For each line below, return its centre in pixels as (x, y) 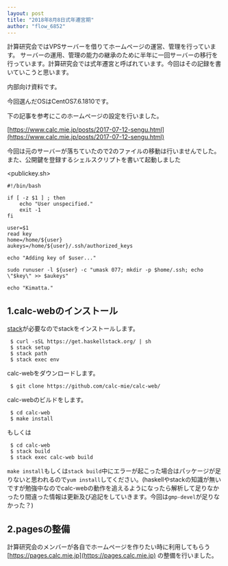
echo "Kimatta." (30, 288)
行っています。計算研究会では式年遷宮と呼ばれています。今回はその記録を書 (114, 64)
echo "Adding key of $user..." (52, 258)
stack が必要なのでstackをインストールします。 (73, 329)
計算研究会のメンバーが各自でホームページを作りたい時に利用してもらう (109, 547)
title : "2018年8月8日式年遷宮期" (51, 20)
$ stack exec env (35, 360)
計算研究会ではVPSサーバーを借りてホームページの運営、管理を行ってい (109, 47)
